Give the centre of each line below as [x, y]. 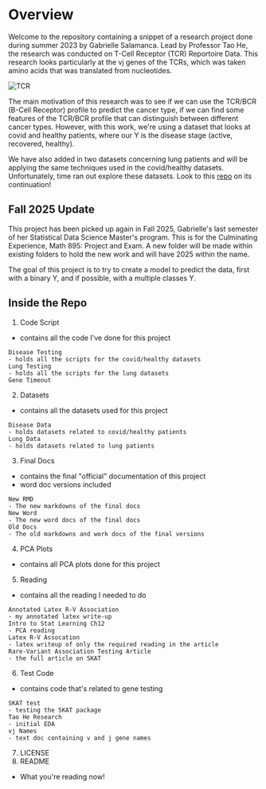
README [35, 761]
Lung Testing [30, 366]
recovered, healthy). [41, 143]
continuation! [30, 184]
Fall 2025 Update [52, 210]
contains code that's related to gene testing [91, 688]
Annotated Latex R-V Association [64, 609]
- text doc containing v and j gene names [80, 738]
